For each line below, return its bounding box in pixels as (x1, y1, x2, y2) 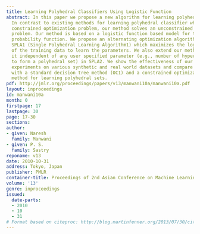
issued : (6, 191, 26, 197)
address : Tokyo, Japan (6, 164, 62, 170)
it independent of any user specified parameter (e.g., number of (11, 53, 180, 59)
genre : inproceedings (6, 186, 60, 192)
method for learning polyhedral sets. (11, 75, 108, 81)
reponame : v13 (6, 152, 42, 158)
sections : (6, 120, 31, 126)
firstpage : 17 (6, 102, 42, 109)
